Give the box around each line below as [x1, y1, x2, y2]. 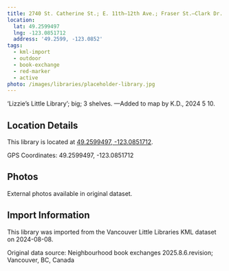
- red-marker [13, 68, 51, 74]
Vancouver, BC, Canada [7, 256, 74, 264]
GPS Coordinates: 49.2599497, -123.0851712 [7, 151, 134, 159]
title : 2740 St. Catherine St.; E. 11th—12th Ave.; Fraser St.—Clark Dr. [7, 10, 223, 17]
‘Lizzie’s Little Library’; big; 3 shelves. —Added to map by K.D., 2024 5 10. [7, 99, 215, 108]
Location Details [7, 119, 78, 131]
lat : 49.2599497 [13, 23, 60, 30]
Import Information [7, 210, 90, 221]
